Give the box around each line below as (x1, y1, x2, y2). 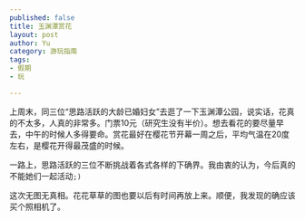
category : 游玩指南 (9, 47, 78, 56)
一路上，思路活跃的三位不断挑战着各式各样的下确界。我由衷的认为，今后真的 (9, 159, 296, 170)
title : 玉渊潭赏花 (9, 22, 73, 31)
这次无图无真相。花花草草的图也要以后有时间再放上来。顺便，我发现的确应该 (9, 189, 296, 200)
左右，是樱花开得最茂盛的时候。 (9, 139, 129, 150)
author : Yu (9, 38, 51, 48)
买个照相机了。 (9, 201, 65, 212)
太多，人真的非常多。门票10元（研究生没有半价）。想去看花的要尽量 (25, 117, 277, 128)
